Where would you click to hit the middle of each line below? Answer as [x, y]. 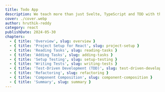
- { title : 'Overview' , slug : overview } [53, 41]
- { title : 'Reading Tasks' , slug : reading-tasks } [64, 50]
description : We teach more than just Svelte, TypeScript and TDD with [80, 14]
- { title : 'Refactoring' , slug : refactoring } [59, 73]
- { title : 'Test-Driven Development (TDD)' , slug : [64, 69]
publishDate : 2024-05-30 [30, 32]
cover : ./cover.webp [26, 18]
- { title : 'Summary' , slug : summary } [50, 82]
